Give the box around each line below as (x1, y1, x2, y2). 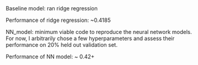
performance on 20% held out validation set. (5, 41, 118, 49)
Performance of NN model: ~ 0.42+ (5, 53, 95, 60)
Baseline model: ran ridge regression (5, 5, 98, 12)
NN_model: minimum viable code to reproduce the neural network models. (5, 29, 193, 36)
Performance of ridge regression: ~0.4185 (5, 16, 111, 24)
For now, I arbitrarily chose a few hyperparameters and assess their (5, 35, 175, 42)
